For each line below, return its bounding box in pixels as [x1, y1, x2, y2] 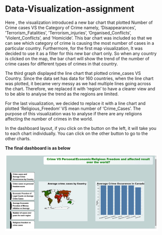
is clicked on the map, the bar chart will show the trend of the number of [5, 55, 149, 61]
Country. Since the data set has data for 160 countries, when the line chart [5, 75, 154, 81]
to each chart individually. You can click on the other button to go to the [5, 130, 148, 136]
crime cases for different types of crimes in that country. [5, 61, 118, 67]
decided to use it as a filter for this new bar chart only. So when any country [5, 50, 157, 56]
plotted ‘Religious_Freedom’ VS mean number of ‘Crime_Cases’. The [5, 106, 141, 111]
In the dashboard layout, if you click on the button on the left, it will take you [5, 125, 157, 131]
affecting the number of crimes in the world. [5, 116, 93, 122]
